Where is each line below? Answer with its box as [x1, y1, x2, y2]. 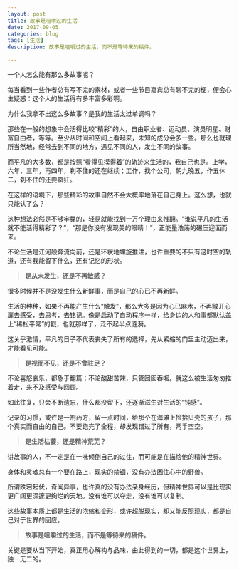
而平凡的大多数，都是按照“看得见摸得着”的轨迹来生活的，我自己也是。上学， [7, 157, 231, 166]
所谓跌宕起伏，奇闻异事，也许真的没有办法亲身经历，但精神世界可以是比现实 [7, 482, 232, 491]
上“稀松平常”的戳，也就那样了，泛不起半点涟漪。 [7, 320, 151, 328]
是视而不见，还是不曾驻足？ [24, 359, 107, 367]
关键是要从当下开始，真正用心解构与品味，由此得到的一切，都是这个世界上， [7, 546, 232, 554]
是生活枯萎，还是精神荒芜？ [24, 437, 107, 445]
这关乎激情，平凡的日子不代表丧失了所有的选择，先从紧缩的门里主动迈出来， [7, 335, 232, 343]
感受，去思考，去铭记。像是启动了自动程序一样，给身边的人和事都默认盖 [19, 311, 232, 319]
